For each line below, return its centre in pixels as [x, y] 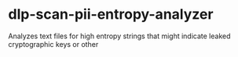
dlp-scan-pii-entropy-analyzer [111, 14]
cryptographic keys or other [53, 44]
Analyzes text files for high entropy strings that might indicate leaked [119, 36]
